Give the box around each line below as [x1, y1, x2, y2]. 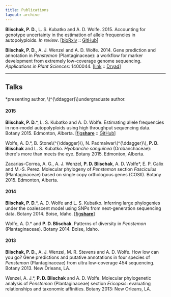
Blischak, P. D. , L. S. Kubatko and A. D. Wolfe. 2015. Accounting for [5, 26, 146, 32]
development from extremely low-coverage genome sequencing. [5, 58, 141, 64]
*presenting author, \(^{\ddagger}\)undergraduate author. [5, 96, 126, 102]
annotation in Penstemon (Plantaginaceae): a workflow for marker [5, 52, 144, 59]
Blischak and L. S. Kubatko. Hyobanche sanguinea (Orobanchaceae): [5, 145, 152, 151]
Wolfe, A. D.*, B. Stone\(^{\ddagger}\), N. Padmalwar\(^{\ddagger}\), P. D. [5, 140, 159, 146]
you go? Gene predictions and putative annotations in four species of [5, 254, 150, 260]
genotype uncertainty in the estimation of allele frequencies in [5, 32, 136, 38]
